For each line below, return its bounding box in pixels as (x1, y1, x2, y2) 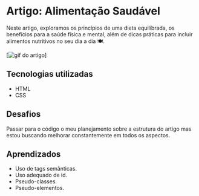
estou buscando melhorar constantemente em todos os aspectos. (6, 131, 171, 139)
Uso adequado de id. (15, 171, 68, 179)
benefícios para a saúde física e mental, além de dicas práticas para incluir (6, 30, 193, 38)
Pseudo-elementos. (15, 185, 65, 192)
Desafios (6, 109, 41, 119)
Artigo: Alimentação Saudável (6, 4, 160, 18)
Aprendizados (6, 149, 61, 159)
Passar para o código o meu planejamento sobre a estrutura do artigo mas (6, 125, 192, 132)
